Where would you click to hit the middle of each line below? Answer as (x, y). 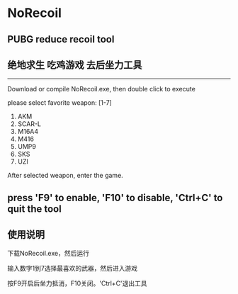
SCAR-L (29, 124)
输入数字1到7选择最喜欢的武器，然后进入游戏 (73, 268)
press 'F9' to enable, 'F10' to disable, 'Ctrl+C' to (115, 197)
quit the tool (34, 209)
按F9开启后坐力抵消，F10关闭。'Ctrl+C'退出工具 (77, 283)
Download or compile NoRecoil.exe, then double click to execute (102, 89)
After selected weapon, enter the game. (66, 176)
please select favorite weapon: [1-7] (59, 103)
